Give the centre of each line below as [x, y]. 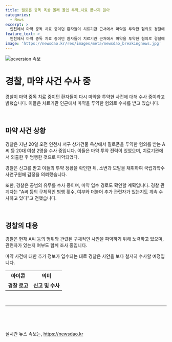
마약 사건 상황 [26, 131]
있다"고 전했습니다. [38, 198]
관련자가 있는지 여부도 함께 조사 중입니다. [46, 245]
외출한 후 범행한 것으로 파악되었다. [45, 157]
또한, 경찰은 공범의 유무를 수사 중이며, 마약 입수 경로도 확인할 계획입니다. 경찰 [82, 185]
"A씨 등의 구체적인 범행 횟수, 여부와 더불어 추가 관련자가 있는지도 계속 [88, 192]
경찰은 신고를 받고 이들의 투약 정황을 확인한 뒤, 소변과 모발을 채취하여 [74, 168]
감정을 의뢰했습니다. [47, 174]
